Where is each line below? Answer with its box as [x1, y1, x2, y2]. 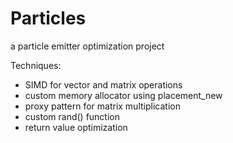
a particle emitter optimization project [10, 40, 165, 52]
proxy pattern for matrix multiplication [24, 100, 181, 112]
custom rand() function [24, 110, 120, 122]
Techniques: [10, 59, 62, 71]
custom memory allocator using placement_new [24, 89, 223, 101]
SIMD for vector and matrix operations [24, 78, 183, 91]
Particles [10, 7, 87, 30]
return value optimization [24, 121, 128, 133]
